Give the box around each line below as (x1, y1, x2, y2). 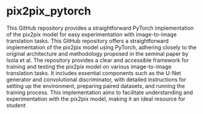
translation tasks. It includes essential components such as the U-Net (6, 69, 182, 76)
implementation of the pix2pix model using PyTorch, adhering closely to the (6, 44, 197, 51)
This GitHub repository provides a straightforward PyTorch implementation (6, 24, 194, 32)
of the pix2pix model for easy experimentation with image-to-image (6, 30, 177, 38)
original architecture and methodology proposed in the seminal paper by (6, 50, 189, 57)
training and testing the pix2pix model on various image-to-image (6, 62, 172, 70)
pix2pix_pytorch (6, 4, 92, 18)
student (6, 101, 26, 109)
